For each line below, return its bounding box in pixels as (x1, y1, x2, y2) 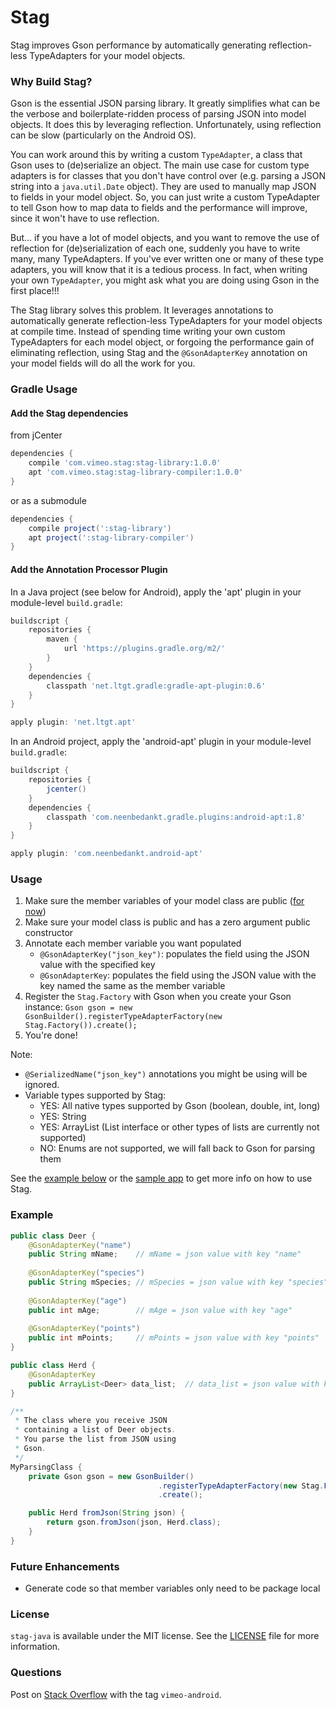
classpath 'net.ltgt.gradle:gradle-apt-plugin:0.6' (46, 681, 267, 691)
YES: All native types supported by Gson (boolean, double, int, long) (39, 1100, 321, 1112)
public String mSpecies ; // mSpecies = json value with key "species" (28, 1277, 329, 1288)
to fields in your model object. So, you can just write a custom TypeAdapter (10, 191, 321, 203)
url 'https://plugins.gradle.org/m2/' (63, 644, 226, 654)
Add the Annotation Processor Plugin (10, 563, 168, 575)
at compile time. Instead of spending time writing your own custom (10, 326, 286, 338)
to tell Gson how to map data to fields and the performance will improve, (10, 202, 308, 214)
